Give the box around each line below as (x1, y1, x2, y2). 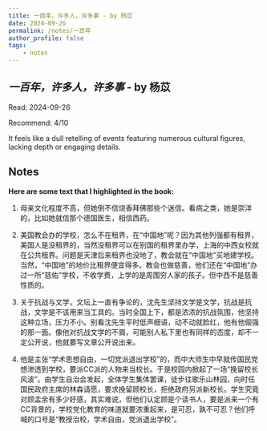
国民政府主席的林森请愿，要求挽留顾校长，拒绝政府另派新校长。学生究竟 (19, 384, 259, 393)
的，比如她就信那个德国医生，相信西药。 (19, 213, 154, 223)
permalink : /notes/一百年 (8, 26, 91, 34)
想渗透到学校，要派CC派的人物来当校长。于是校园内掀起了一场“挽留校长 (19, 364, 259, 373)
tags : (8, 42, 26, 50)
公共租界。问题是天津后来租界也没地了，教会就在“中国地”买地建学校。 (26, 250, 259, 260)
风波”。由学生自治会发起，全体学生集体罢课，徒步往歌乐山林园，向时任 (19, 374, 255, 384)
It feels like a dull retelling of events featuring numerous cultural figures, (8, 133, 246, 143)
